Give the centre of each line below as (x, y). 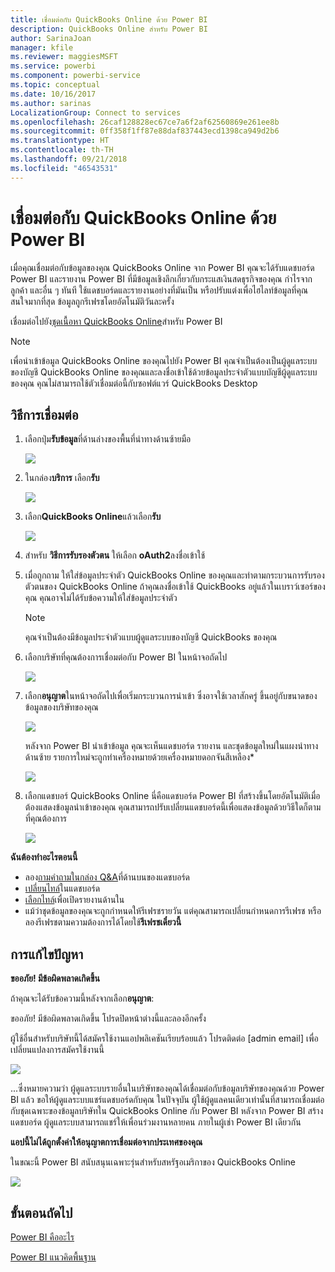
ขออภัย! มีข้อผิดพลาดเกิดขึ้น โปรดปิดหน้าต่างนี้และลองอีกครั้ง (108, 1018)
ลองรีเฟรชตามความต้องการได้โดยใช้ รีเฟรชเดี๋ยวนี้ (103, 922)
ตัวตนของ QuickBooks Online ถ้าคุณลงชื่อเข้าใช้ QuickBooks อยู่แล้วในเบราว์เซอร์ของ (175, 587)
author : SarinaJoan (51, 38)
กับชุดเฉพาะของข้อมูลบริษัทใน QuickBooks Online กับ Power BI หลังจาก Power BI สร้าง (167, 1111)
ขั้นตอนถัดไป (41, 1212)
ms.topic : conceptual (55, 85)
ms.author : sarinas (51, 103)
